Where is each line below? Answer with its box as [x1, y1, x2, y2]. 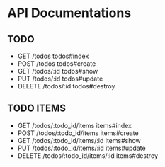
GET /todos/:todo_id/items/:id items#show [17, 136, 142, 144]
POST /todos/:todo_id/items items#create [17, 129, 140, 137]
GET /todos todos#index [17, 52, 89, 60]
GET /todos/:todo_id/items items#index [17, 121, 132, 129]
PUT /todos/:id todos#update [17, 74, 103, 83]
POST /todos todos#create [17, 59, 96, 68]
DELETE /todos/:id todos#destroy [17, 82, 115, 90]
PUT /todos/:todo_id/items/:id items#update [17, 144, 147, 152]
